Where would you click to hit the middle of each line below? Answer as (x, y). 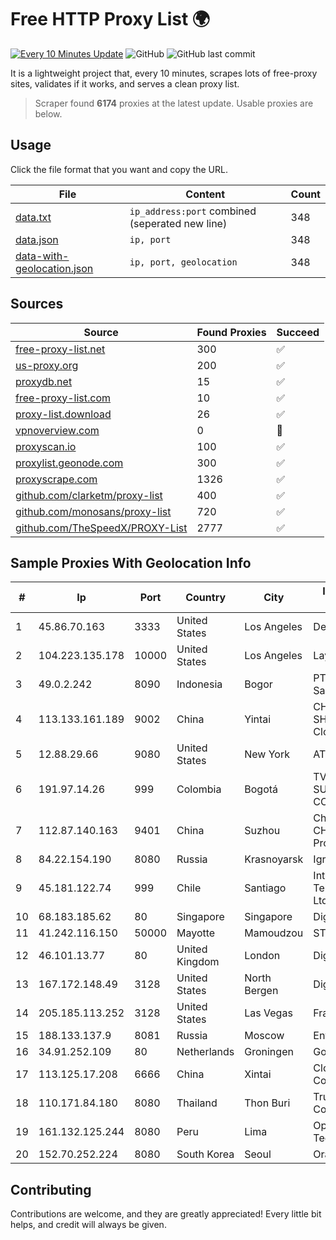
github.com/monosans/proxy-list (93, 511)
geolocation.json (54, 268)
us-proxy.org (47, 365)
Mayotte (196, 933)
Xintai (258, 1074)
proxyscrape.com (56, 479)
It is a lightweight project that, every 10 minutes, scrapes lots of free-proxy (164, 73)
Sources (37, 304)
